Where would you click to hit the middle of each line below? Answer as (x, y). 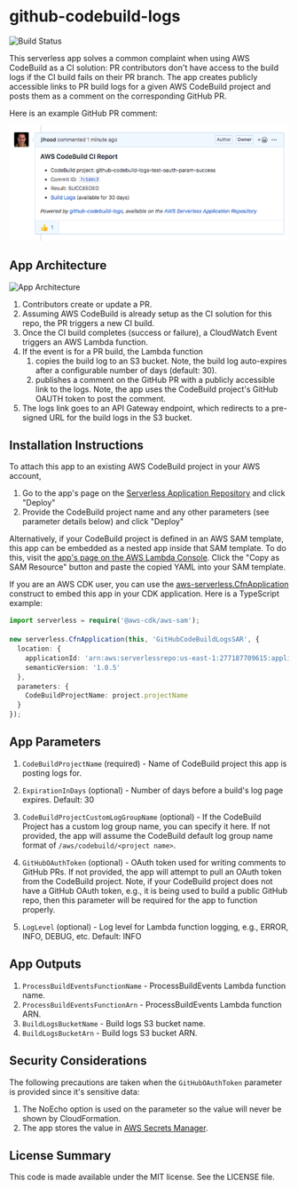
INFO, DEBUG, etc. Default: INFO (82, 936)
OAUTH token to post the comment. (101, 398)
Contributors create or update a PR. (87, 304)
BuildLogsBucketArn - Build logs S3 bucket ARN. (110, 1033)
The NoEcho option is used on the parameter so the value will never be (152, 1109)
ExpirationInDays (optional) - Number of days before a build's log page (153, 790)
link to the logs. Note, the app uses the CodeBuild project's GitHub (157, 389)
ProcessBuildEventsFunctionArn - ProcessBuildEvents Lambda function (152, 1004)
